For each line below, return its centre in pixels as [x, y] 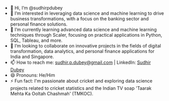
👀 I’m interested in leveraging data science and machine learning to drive [87, 13]
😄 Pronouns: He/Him [33, 75]
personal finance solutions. [39, 24]
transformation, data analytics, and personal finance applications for [82, 51]
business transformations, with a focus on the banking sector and [79, 19]
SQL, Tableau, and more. [36, 40]
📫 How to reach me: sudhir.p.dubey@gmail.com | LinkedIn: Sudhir [80, 62]
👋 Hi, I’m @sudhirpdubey [36, 8]
